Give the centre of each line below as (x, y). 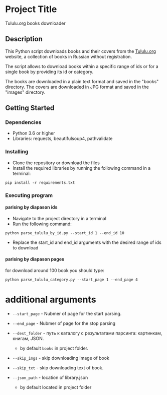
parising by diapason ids (31, 207)
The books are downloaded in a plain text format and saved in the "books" (82, 81)
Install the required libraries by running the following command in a (81, 168)
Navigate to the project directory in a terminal (59, 218)
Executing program (29, 195)
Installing (17, 152)
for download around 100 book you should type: (55, 271)
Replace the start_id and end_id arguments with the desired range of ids (87, 242)
